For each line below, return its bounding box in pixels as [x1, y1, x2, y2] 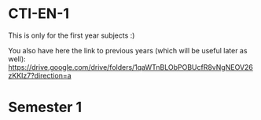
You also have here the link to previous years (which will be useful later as [8, 45, 248, 55]
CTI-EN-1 [8, 5, 69, 23]
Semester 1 [8, 99, 83, 116]
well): [8, 54, 26, 64]
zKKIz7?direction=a [8, 71, 72, 80]
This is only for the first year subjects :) [8, 31, 135, 40]
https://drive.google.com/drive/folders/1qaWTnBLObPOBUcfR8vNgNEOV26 [8, 62, 254, 71]
